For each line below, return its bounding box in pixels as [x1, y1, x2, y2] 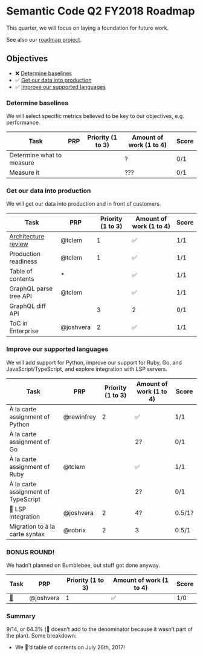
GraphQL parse [9, 284, 53, 293]
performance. [6, 119, 40, 126]
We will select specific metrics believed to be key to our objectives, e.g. [6, 113, 184, 120]
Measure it [9, 168, 40, 177]
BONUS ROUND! [6, 547, 55, 556]
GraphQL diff [9, 302, 47, 310]
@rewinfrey [63, 413, 97, 421]
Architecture [9, 232, 45, 241]
